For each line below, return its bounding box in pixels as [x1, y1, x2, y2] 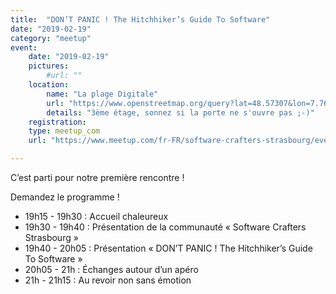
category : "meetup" [10, 33, 92, 43]
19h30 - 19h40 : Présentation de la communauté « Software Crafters [24, 221, 307, 233]
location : [28, 80, 70, 90]
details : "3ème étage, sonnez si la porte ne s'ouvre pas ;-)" [46, 107, 315, 118]
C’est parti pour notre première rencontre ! [10, 172, 185, 183]
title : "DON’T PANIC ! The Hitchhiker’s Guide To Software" [10, 14, 271, 25]
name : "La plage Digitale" [46, 89, 159, 99]
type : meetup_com [28, 126, 101, 136]
